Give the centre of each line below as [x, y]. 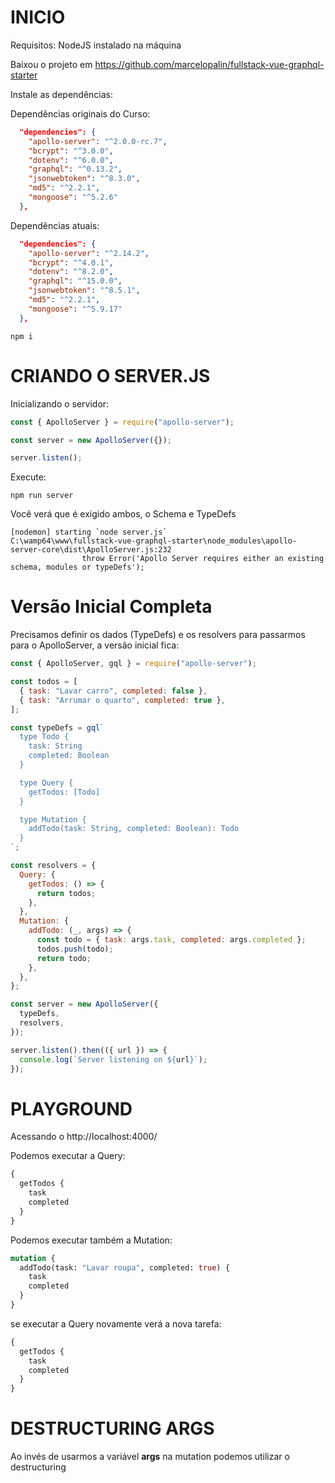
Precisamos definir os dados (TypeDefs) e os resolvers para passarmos [158, 635]
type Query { [46, 782]
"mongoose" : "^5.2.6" [73, 197]
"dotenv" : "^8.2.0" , [71, 272]
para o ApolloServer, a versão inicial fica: [95, 645]
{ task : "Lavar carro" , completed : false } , [113, 691]
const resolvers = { [53, 866]
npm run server [42, 496]
